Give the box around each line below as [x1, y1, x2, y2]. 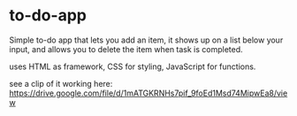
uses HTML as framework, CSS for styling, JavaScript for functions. [9, 61, 256, 72]
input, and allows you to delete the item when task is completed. [9, 43, 243, 54]
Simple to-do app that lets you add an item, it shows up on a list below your [9, 35, 284, 45]
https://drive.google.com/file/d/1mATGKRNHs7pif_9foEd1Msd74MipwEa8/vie [9, 88, 288, 98]
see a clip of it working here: [9, 78, 113, 89]
